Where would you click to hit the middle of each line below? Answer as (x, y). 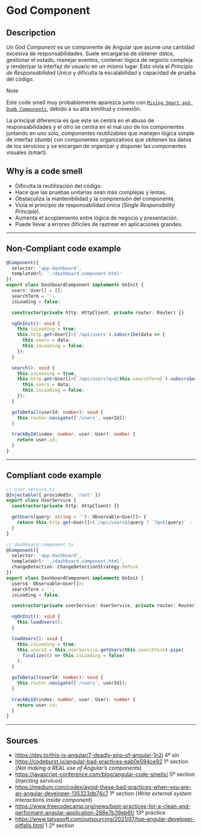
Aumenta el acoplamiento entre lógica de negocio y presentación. (96, 218)
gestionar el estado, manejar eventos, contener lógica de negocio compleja (99, 60)
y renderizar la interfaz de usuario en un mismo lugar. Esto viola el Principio (100, 66)
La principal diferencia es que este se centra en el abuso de (80, 120)
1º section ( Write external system (151, 793)
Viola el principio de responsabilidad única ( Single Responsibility (95, 205)
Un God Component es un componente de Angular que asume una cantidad (100, 47)
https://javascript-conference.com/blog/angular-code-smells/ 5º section (105, 774)
